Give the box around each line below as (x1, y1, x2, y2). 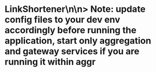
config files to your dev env (4, 14, 121, 25)
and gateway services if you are (4, 46, 140, 57)
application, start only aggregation (4, 35, 152, 47)
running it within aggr (4, 56, 96, 68)
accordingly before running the (4, 25, 137, 36)
